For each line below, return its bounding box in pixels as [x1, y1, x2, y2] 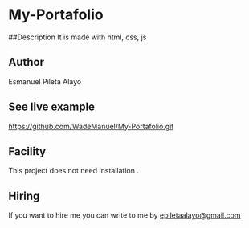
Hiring [8, 189, 40, 202]
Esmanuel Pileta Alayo [8, 76, 82, 86]
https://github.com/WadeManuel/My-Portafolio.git [8, 121, 174, 131]
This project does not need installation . [8, 166, 139, 176]
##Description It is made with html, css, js [8, 32, 147, 42]
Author [8, 55, 44, 69]
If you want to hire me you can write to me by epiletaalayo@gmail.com [8, 210, 241, 220]
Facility [8, 145, 47, 158]
